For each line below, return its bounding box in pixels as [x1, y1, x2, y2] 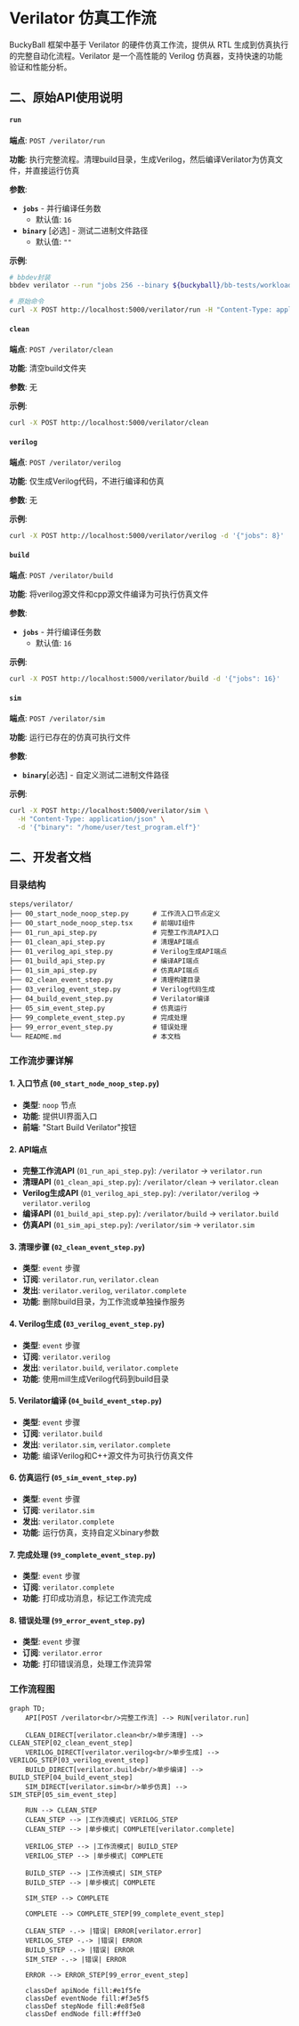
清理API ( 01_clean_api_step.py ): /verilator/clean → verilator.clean [21, 1176, 279, 1187]
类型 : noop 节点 [21, 1099, 77, 1110]
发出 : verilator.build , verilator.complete [21, 1362, 180, 1372]
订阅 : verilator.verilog [21, 1351, 111, 1362]
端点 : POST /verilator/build [9, 570, 114, 581]
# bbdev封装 [9, 273, 51, 281]
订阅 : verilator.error [21, 1648, 103, 1658]
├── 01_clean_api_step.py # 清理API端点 [9, 937, 200, 947]
